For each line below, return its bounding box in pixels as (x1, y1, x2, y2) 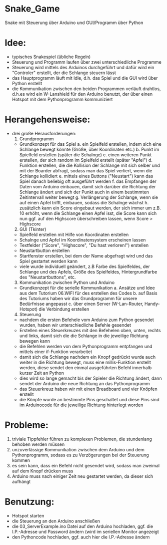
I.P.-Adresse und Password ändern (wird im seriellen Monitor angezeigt (11, 528, 159, 534)
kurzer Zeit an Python (19, 370, 64, 376)
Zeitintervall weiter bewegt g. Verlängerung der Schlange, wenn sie (19, 194, 158, 200)
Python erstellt (11, 80, 42, 86)
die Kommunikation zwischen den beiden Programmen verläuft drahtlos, (11, 86, 161, 92)
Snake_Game (4, 3, 60, 15)
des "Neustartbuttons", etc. (19, 274, 76, 280)
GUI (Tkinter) (19, 226, 46, 232)
